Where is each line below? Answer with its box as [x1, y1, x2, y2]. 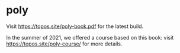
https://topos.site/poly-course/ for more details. [6, 40, 123, 47]
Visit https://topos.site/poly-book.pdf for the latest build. [6, 23, 144, 30]
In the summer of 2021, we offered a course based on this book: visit [6, 34, 174, 41]
